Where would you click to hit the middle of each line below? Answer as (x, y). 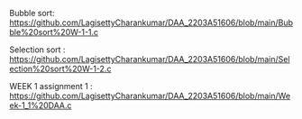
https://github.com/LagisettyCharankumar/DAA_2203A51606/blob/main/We (150, 96)
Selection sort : (37, 50)
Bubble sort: (32, 13)
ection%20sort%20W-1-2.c (60, 69)
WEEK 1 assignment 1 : (51, 86)
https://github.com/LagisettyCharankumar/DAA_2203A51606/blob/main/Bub (151, 23)
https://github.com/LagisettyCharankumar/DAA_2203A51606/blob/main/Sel (150, 59)
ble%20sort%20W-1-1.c (54, 32)
